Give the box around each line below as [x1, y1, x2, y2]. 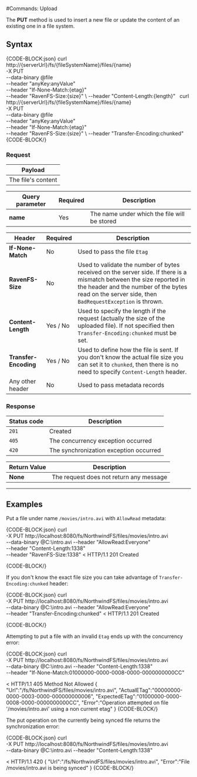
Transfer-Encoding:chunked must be [77, 329, 177, 337]
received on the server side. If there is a [77, 268, 187, 276]
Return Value [9, 463, 46, 471]
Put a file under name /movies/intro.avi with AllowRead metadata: [6, 515, 167, 522]
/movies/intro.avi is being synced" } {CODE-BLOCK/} [6, 765, 134, 772]
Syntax [6, 39, 33, 49]
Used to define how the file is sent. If [77, 346, 179, 354]
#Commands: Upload [6, 5, 57, 12]
